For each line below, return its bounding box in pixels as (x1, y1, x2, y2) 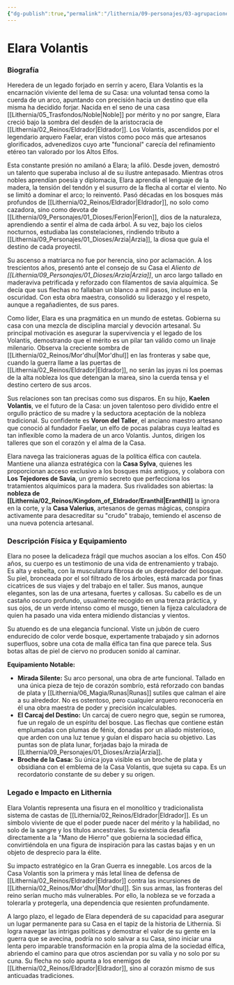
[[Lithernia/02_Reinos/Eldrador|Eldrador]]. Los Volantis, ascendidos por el (7, 125, 219, 134)
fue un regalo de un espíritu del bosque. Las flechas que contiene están (17, 719, 224, 727)
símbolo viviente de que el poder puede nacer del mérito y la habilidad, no (7, 818, 221, 827)
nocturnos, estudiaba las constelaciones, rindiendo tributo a (7, 228, 180, 236)
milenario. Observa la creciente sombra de (7, 344, 130, 352)
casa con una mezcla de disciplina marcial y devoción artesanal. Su (7, 321, 201, 330)
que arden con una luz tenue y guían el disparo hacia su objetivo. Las (17, 733, 217, 742)
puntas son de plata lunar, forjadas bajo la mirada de (17, 740, 169, 749)
